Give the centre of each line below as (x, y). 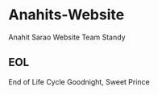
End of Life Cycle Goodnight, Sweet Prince (79, 81)
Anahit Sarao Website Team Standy (67, 37)
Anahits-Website (67, 15)
